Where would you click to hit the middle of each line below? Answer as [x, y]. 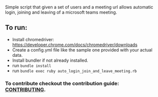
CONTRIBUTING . [25, 89]
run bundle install [32, 65]
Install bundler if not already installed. [50, 60]
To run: [16, 28]
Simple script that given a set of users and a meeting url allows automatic [79, 7]
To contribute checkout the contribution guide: [62, 83]
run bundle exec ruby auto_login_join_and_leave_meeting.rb [74, 71]
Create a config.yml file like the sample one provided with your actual [82, 50]
